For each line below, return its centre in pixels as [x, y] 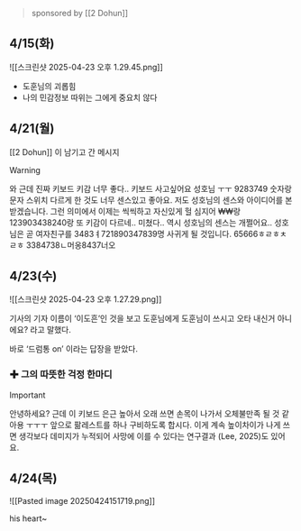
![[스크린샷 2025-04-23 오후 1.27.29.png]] [86, 299]
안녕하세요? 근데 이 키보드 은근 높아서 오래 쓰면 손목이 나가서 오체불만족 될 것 [145, 413]
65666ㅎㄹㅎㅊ [260, 233]
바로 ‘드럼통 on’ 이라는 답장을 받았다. [73, 349]
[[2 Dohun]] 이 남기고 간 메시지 [64, 151]
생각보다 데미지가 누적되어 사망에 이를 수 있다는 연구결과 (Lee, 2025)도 [143, 435]
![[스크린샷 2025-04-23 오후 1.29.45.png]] [87, 67]
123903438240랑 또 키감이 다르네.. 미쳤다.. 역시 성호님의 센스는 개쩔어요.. [141, 222]
